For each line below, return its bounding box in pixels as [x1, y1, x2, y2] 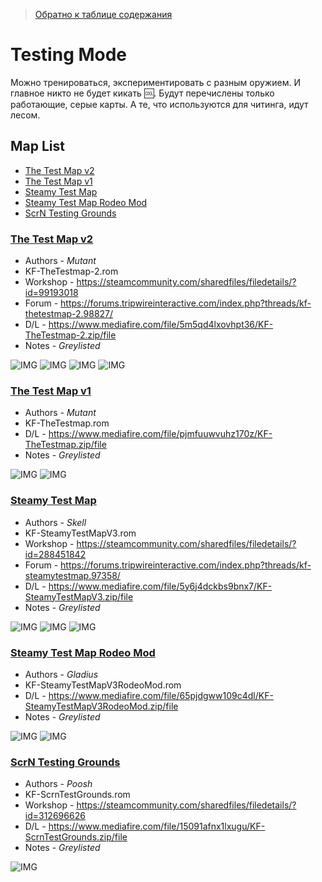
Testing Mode [10, 44, 128, 66]
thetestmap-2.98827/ [24, 308, 114, 320]
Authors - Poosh [24, 778, 93, 790]
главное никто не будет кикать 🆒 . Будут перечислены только [10, 87, 275, 99]
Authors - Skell [24, 516, 87, 528]
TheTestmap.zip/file [24, 439, 107, 451]
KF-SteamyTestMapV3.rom [24, 527, 137, 539]
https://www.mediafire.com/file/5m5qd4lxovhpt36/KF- [48, 319, 274, 331]
